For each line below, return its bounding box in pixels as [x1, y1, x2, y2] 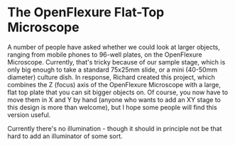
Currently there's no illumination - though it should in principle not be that [7, 124, 222, 133]
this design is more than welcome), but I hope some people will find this [7, 103, 218, 111]
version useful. [7, 111, 51, 119]
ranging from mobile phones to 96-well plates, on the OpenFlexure [7, 50, 202, 59]
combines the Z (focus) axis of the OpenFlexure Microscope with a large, [7, 80, 222, 89]
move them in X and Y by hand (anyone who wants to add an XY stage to [7, 95, 222, 103]
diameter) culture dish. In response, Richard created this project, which [7, 72, 215, 82]
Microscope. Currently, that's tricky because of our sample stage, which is [7, 57, 226, 66]
